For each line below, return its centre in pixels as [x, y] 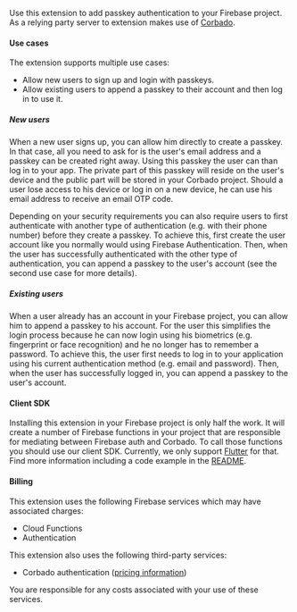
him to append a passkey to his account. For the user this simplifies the [140, 326]
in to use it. [42, 99]
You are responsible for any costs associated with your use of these [134, 590]
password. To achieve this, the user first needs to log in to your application [146, 354]
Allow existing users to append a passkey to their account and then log [153, 89]
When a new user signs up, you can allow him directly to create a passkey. [146, 142]
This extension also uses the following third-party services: [118, 555]
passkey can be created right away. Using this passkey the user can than [144, 161]
